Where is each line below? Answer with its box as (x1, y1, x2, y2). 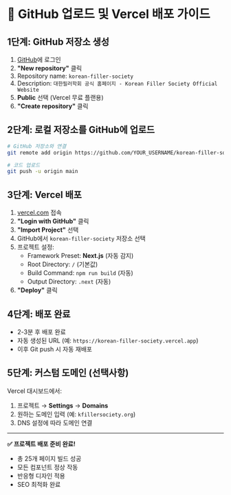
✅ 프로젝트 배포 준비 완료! (7, 439, 76, 448)
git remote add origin (7, 149, 72, 156)
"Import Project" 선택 (16, 225, 79, 234)
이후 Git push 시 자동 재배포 (16, 345, 93, 353)
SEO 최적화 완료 (16, 480, 61, 488)
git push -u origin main (7, 168, 78, 175)
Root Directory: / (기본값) (27, 260, 98, 269)
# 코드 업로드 (7, 161, 41, 169)
